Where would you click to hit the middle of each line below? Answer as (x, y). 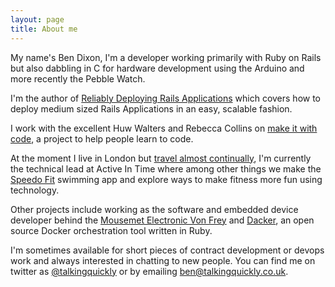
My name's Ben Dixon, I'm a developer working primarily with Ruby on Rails (166, 57)
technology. (35, 190)
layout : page (37, 19)
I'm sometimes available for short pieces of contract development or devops (167, 250)
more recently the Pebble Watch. (78, 78)
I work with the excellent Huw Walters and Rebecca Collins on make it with (164, 128)
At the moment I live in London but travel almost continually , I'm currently (161, 158)
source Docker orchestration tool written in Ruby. (111, 230)
